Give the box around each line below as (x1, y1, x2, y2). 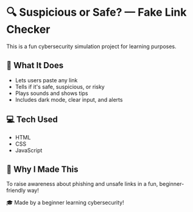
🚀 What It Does (6, 60, 64, 71)
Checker (6, 23, 51, 37)
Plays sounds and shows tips (15, 90, 88, 97)
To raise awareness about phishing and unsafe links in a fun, (6, 180, 158, 188)
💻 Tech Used (6, 115, 58, 125)
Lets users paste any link (15, 76, 78, 83)
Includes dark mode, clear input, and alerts (15, 96, 123, 103)
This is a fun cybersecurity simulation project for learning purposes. (6, 43, 177, 50)
